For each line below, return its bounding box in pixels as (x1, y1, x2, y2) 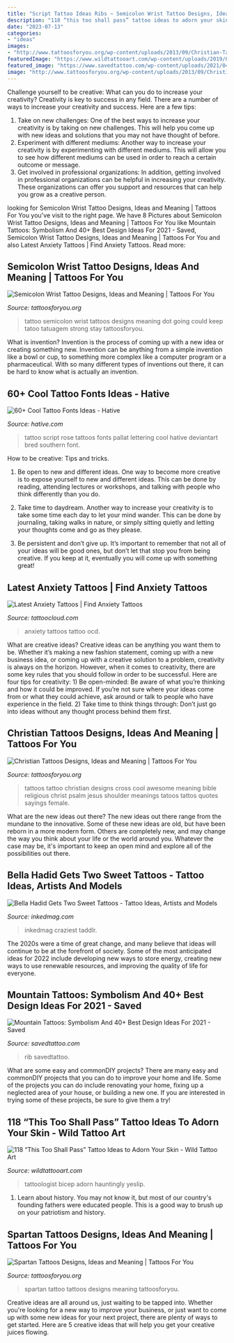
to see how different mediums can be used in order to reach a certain (17, 153, 217, 161)
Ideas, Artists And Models (7, 880, 123, 892)
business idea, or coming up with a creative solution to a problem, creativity (7, 655, 225, 663)
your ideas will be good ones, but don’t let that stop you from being (17, 546, 210, 555)
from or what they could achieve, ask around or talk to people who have (7, 692, 214, 700)
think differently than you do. (17, 490, 100, 498)
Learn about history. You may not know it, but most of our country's (17, 1193, 212, 1202)
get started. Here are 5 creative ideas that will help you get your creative (7, 1321, 215, 1328)
